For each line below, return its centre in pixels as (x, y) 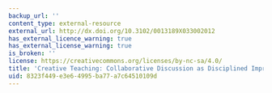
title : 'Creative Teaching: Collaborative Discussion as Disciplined (128, 69)
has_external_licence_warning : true (70, 38)
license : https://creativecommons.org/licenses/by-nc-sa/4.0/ (115, 61)
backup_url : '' (34, 16)
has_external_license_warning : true (70, 46)
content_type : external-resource (65, 23)
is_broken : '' (32, 53)
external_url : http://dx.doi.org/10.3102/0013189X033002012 (112, 31)
